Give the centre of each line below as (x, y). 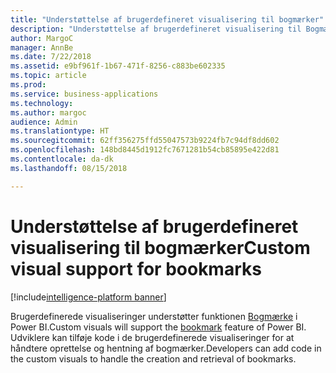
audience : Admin (44, 122)
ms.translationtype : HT (60, 131)
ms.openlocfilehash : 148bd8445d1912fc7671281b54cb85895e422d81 (145, 150)
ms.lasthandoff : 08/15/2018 (69, 168)
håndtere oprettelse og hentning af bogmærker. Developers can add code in (166, 348)
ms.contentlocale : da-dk (62, 159)
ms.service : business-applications (84, 94)
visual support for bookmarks (136, 268)
